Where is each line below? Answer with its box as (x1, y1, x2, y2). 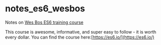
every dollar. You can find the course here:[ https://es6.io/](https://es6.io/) (5, 34, 155, 40)
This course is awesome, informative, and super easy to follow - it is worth (5, 29, 157, 35)
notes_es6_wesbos (5, 3, 85, 14)
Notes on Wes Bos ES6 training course (5, 19, 84, 25)
